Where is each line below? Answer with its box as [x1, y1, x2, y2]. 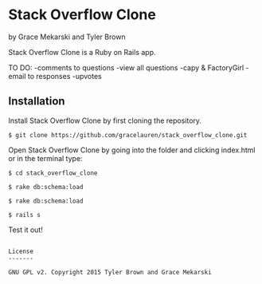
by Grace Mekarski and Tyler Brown [8, 32, 126, 41]
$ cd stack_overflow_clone [8, 169, 98, 177]
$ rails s [8, 211, 41, 219]
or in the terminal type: [8, 153, 83, 163]
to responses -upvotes [27, 71, 102, 81]
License [8, 247, 34, 255]
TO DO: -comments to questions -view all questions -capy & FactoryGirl [8, 62, 244, 73]
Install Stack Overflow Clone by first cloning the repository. [8, 116, 201, 125]
